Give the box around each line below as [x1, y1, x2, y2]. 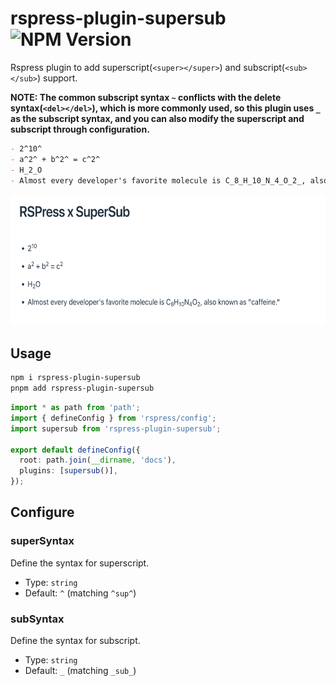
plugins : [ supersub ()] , [19, 466, 118, 476]
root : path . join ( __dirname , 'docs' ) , [19, 455, 177, 466]
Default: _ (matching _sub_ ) [24, 664, 137, 676]
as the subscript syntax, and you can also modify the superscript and [10, 112, 305, 124]
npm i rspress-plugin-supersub [10, 373, 141, 383]
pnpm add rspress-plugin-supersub [10, 383, 155, 394]
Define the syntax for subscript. [10, 634, 141, 646]
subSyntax [10, 612, 65, 626]
